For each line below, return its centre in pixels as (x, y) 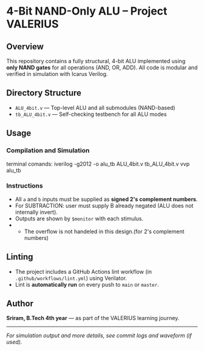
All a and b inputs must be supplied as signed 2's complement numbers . (107, 199)
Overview (25, 46)
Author (20, 304)
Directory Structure (44, 93)
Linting (20, 257)
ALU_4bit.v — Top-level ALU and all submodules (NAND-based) (95, 107)
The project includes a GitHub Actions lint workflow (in (83, 271)
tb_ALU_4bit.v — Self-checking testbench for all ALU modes (91, 114)
